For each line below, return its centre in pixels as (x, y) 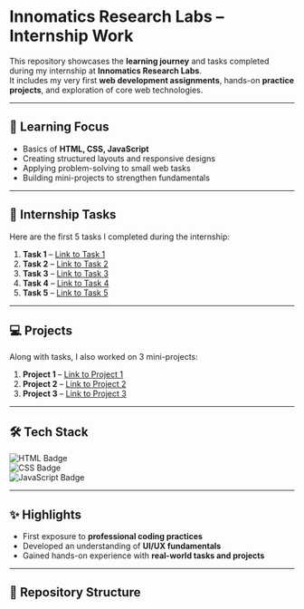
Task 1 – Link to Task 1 (64, 254)
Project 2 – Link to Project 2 (74, 384)
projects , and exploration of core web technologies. (106, 90)
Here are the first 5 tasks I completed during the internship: (120, 237)
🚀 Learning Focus (60, 127)
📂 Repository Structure (75, 592)
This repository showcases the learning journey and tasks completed (139, 61)
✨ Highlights (45, 514)
